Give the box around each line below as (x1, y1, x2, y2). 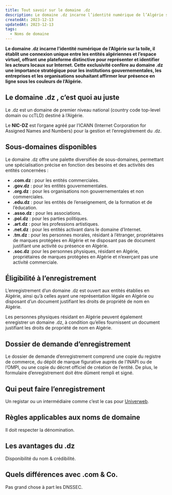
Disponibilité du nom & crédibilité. (5, 455, 76, 462)
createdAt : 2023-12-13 (5, 17, 54, 22)
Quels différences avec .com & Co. (5, 470, 118, 479)
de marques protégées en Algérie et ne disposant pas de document (12, 237, 156, 243)
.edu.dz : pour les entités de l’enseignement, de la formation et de (12, 199, 153, 205)
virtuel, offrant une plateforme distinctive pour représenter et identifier (5, 57, 160, 62)
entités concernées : (5, 167, 49, 173)
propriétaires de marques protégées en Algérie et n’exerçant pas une (12, 253, 159, 260)
